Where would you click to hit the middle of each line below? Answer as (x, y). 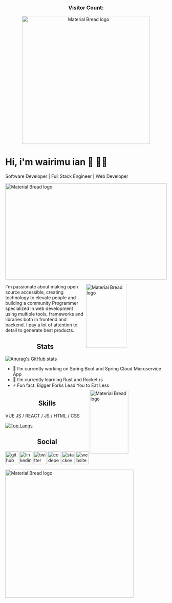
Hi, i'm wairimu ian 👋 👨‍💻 (56, 162)
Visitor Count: (86, 8)
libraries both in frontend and (36, 320)
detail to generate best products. (40, 330)
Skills (47, 403)
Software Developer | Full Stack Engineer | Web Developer (67, 176)
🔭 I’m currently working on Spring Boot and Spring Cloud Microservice (87, 369)
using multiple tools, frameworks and (44, 314)
